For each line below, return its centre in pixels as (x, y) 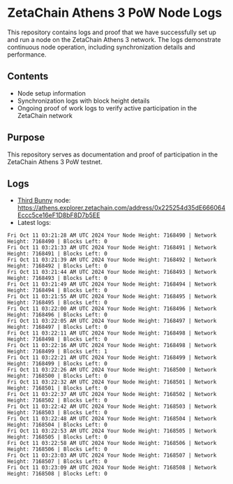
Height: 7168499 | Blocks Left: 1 (58, 352)
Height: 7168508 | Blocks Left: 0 (58, 474)
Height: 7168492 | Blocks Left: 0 (58, 266)
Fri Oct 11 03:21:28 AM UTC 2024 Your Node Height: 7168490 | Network (112, 235)
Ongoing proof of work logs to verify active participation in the (107, 108)
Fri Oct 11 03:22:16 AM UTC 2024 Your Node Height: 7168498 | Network (112, 346)
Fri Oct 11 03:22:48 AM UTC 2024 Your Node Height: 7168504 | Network (112, 419)
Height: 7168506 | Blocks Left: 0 (58, 449)
